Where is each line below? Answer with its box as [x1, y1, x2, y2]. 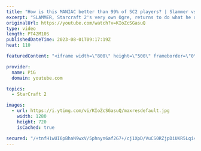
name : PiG [11, 70, 36, 75]
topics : [6, 86, 26, 92]
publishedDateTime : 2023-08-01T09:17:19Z [6, 37, 111, 43]
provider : [6, 64, 31, 70]
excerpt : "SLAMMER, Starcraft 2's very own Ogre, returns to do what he [6, 14, 191, 20]
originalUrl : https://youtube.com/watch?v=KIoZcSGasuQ [6, 20, 146, 26]
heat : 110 [6, 43, 31, 49]
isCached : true [17, 124, 55, 131]
